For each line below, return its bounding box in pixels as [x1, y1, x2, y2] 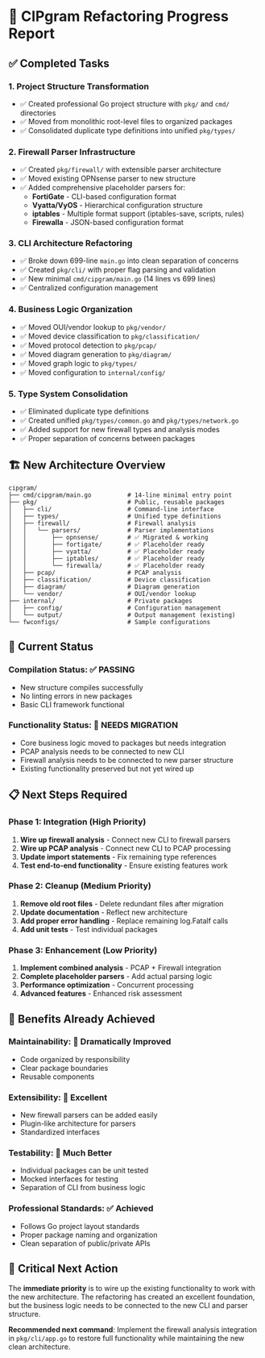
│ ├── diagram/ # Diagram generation [8, 582, 200, 591]
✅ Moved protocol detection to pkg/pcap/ [19, 340, 157, 350]
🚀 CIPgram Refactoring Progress [8, 7, 230, 26]
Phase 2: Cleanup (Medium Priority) [8, 881, 151, 892]
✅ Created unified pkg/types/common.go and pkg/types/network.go [19, 415, 239, 426]
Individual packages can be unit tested [19, 1165, 149, 1176]
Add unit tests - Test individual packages [19, 924, 159, 934]
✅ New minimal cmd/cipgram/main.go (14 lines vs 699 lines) [19, 274, 216, 284]
